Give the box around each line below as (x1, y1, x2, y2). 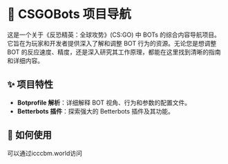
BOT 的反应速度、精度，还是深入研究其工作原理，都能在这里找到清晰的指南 (7, 48, 221, 56)
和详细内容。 (7, 56, 44, 64)
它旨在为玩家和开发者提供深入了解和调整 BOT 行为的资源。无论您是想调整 (7, 39, 217, 47)
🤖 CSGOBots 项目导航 (7, 6, 131, 22)
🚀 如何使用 (7, 129, 52, 141)
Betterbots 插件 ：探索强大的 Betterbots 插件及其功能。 (17, 107, 174, 115)
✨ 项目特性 (7, 79, 54, 91)
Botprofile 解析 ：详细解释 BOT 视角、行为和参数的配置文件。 (17, 98, 191, 107)
